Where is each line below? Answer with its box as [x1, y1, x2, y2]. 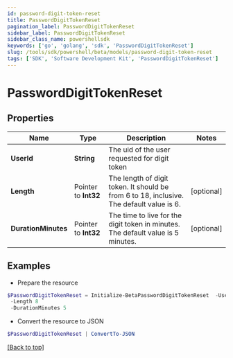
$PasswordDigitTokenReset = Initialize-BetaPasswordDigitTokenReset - [7, 292, 218, 298]
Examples [7, 260, 51, 272]
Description [126, 133, 166, 143]
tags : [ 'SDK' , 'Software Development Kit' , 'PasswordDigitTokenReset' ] [7, 55, 218, 62]
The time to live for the [108, 211, 182, 220]
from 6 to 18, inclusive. [108, 190, 184, 200]
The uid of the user [108, 145, 171, 154]
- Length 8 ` [10, 298, 45, 305]
